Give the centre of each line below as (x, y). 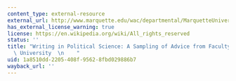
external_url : (28, 20)
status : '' (23, 40)
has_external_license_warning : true (61, 27)
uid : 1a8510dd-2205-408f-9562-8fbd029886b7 (72, 60)
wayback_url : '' (31, 66)
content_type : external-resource (56, 14)
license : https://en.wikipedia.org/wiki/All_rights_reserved (99, 33)
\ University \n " (47, 54)
